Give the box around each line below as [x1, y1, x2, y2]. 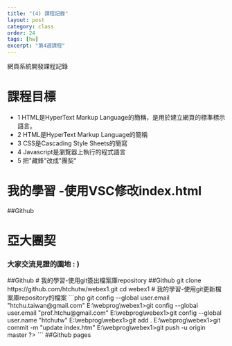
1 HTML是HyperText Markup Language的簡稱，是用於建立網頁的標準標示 [17, 113, 226, 121]
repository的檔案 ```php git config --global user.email [19, 293, 170, 302]
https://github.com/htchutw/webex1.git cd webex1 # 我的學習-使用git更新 [7, 285, 216, 293]
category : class [7, 23, 54, 30]
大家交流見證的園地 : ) [7, 259, 80, 268]
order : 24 [7, 29, 36, 37]
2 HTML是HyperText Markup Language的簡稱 [17, 130, 148, 138]
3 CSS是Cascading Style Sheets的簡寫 [17, 139, 128, 147]
